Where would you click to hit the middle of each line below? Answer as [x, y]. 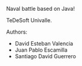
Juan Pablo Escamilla [41, 50]
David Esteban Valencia [44, 43]
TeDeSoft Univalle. [29, 20]
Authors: [17, 32]
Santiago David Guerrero [45, 56]
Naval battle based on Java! [40, 9]
